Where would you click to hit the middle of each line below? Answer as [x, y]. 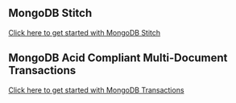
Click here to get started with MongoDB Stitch [85, 32]
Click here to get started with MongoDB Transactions [96, 90]
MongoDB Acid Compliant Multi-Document [118, 58]
